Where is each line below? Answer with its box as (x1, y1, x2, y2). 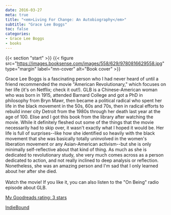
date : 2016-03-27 (5, 7, 42, 13)
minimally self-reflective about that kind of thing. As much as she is (5, 146, 147, 153)
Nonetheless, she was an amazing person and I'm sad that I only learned (5, 162, 158, 169)
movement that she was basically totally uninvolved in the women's (5, 135, 147, 141)
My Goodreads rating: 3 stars (5, 194, 67, 200)
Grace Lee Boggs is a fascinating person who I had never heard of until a (5, 75, 159, 82)
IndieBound (5, 204, 30, 210)
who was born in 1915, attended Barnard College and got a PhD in (5, 92, 143, 98)
